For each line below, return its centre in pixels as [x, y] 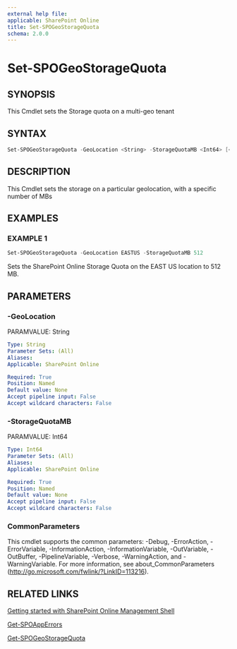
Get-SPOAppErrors [35, 624]
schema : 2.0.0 [28, 34]
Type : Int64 [25, 450]
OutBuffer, [22, 557]
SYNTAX [27, 134]
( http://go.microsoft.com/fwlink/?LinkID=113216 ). [78, 571]
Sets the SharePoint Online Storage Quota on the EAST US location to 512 [114, 267]
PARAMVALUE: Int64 [38, 437]
